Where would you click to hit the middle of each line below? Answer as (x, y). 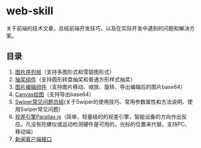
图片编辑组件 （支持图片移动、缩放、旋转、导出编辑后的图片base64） (100, 87)
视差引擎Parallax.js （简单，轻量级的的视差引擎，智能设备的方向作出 (98, 116)
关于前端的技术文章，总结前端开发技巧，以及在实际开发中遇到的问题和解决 (98, 28)
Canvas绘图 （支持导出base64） (54, 94)
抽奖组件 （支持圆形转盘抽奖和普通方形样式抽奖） (75, 79)
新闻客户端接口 (33, 139)
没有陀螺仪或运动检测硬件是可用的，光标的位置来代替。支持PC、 (110, 124)
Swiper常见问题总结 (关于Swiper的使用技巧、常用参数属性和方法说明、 (101, 101)
